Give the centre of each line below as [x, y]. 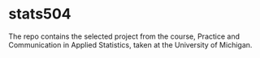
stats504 [40, 14]
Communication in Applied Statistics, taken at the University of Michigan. [130, 44]
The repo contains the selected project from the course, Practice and [124, 36]
